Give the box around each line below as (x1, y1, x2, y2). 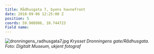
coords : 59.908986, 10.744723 (5, 20, 66, 26)
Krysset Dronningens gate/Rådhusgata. (70, 38, 149, 44)
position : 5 (5, 16, 29, 21)
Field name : (5, 25, 29, 30)
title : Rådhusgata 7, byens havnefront (5, 7, 86, 12)
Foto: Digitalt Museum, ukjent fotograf (5, 43, 81, 49)
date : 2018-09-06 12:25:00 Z (5, 12, 64, 16)
